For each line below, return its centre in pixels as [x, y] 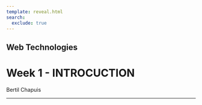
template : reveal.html [35, 12]
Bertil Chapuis [24, 89]
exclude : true [29, 23]
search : [16, 17]
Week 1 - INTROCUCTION [71, 73]
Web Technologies [42, 47]
